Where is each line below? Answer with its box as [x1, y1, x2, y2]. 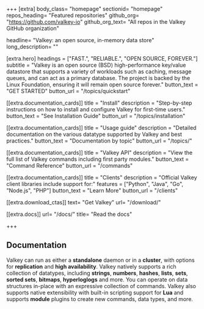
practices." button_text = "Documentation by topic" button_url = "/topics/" [6, 137, 192, 144]
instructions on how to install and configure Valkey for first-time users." [6, 106, 186, 113]
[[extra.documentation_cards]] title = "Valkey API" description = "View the [6, 149, 193, 156]
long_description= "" [6, 43, 59, 50]
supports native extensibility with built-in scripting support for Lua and [6, 289, 184, 296]
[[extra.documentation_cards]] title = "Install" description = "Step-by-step [6, 99, 192, 106]
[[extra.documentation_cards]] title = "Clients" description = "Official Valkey [6, 174, 197, 181]
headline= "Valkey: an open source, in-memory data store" [6, 37, 155, 43]
